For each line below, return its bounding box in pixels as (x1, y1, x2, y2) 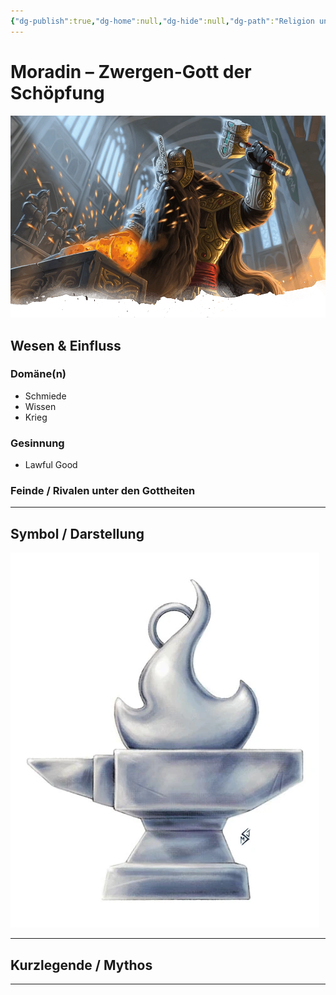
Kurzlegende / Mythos (10, 956, 153, 974)
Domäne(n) (10, 367, 67, 381)
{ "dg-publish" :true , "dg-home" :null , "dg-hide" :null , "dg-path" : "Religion (10, 16, 315, 26)
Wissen (24, 400, 57, 412)
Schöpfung (10, 81, 105, 104)
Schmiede (24, 390, 67, 402)
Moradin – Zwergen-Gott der (10, 60, 252, 83)
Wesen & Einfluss (10, 337, 122, 354)
